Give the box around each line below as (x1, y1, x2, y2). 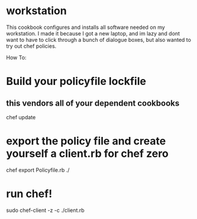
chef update (6, 113, 36, 120)
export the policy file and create (6, 135, 166, 148)
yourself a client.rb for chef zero (6, 147, 169, 161)
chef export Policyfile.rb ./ (6, 166, 70, 174)
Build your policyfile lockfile (6, 75, 147, 88)
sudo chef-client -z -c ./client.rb (6, 207, 85, 214)
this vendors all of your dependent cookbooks (6, 98, 180, 108)
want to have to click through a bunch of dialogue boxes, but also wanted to (6, 36, 191, 43)
